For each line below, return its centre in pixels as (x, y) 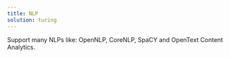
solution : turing (32, 20)
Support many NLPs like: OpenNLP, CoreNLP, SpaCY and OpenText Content (115, 39)
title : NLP (23, 13)
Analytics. (21, 47)
